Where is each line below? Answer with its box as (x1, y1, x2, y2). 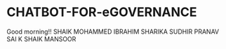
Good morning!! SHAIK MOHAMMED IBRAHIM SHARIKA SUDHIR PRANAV (6, 27, 220, 36)
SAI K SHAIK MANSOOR (6, 34, 77, 43)
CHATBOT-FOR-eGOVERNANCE (6, 4, 197, 20)
